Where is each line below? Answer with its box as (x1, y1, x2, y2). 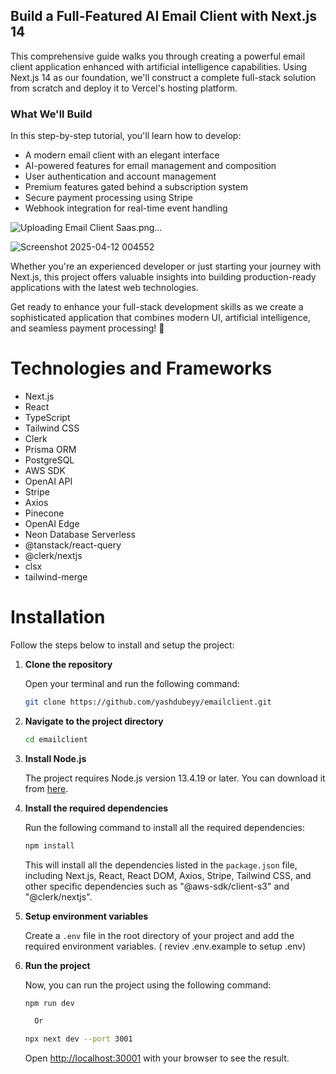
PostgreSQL (24, 454, 75, 466)
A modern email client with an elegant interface (24, 149, 220, 161)
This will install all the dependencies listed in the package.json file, (24, 859, 298, 871)
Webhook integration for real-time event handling (24, 202, 228, 214)
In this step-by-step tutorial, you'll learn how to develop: (10, 130, 242, 142)
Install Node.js (24, 752, 87, 764)
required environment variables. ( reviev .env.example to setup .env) (24, 940, 307, 952)
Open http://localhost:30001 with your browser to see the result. (24, 1052, 290, 1064)
